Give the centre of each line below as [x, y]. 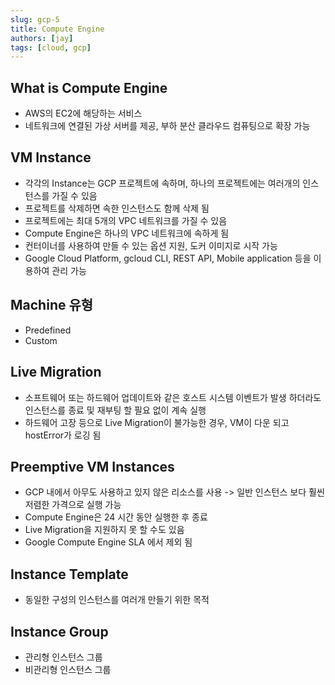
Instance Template [69, 574]
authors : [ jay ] [42, 38]
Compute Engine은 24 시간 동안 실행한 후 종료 [116, 517]
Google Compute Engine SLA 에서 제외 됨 [108, 542]
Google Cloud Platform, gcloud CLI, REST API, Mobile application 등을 [168, 258]
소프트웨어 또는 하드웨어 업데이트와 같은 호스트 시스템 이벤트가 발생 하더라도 [173, 397]
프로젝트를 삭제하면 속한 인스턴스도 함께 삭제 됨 [117, 208]
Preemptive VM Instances [92, 466]
